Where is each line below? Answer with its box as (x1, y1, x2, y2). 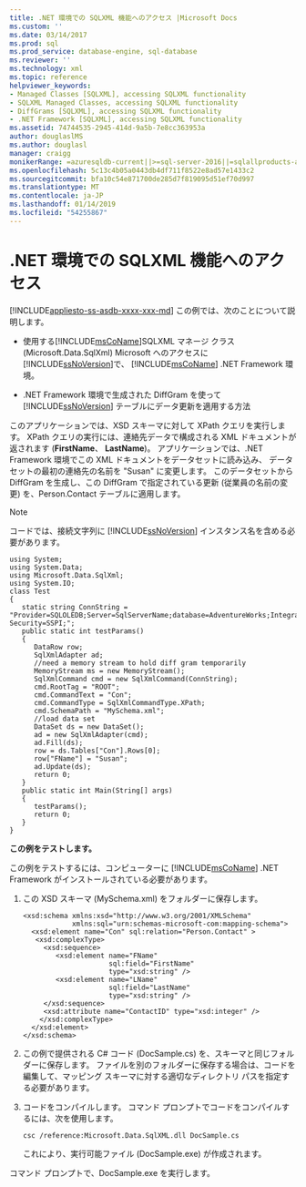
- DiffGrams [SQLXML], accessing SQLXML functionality (9, 107, 222, 116)
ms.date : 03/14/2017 (9, 30, 88, 39)
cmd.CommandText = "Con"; (33, 690, 132, 700)
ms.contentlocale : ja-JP (9, 191, 104, 200)
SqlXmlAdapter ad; (33, 650, 104, 660)
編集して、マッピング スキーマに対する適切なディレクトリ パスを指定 (22, 1070, 282, 1081)
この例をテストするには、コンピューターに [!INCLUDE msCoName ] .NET (9, 862, 280, 873)
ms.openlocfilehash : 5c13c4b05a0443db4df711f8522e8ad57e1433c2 (9, 166, 255, 175)
